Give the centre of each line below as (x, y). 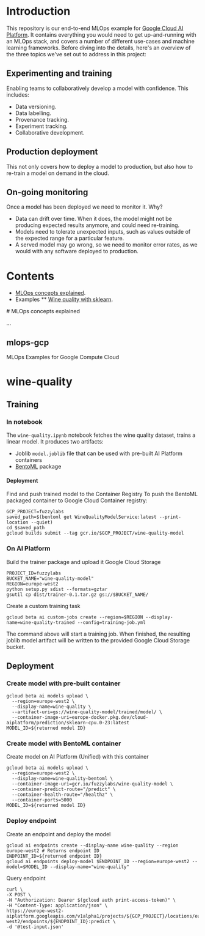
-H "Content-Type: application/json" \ (57, 905)
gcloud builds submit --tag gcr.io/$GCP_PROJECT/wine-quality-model (95, 533)
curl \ (15, 889)
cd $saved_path (26, 528)
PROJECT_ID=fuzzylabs (34, 573)
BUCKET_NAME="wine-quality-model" (50, 578)
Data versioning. (36, 106)
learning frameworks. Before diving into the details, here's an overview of (99, 48)
